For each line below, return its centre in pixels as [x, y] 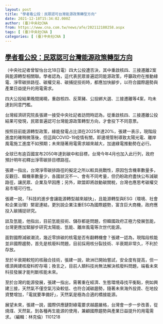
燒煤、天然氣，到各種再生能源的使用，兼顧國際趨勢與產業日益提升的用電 [77, 310]
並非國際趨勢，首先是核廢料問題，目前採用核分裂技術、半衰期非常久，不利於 [81, 243]
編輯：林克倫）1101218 [38, 317]
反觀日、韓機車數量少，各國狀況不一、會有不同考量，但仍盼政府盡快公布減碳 [81, 176]
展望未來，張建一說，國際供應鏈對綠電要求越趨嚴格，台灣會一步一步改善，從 [81, 305]
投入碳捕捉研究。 [22, 211]
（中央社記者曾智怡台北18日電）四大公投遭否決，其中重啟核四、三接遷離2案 [81, 70]
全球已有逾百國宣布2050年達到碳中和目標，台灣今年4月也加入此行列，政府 [80, 154]
